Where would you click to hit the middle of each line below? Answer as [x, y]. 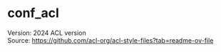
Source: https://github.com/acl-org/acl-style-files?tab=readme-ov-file [110, 40]
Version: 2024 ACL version [47, 33]
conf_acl [33, 13]
